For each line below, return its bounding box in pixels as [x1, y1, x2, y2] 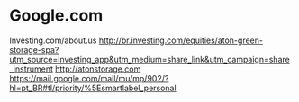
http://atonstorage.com [55, 64, 141, 74]
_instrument [9, 64, 54, 74]
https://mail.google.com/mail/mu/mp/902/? [9, 72, 169, 83]
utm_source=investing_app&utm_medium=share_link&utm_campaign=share [9, 54, 290, 64]
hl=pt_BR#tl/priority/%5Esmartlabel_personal [9, 82, 177, 93]
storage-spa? [9, 44, 59, 55]
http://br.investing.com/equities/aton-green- [98, 35, 264, 46]
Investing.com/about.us [9, 35, 97, 46]
